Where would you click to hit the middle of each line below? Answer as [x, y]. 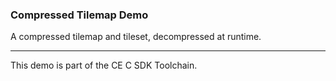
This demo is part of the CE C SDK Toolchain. [104, 65]
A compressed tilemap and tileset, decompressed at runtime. [136, 37]
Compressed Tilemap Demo [79, 15]
